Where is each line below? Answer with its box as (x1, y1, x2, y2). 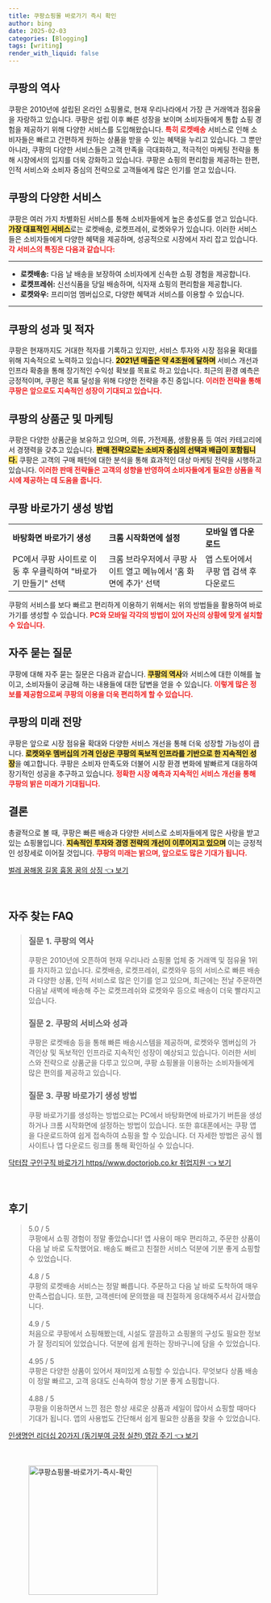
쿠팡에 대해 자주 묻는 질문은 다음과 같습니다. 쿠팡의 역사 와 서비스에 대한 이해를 (8, 669, 253, 679)
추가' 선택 (125, 578, 161, 589)
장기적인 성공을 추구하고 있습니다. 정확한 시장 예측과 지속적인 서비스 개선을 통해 (8, 769, 256, 778)
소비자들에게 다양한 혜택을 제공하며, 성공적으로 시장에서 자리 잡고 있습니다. (23, 234, 258, 243)
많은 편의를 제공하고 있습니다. (27, 1068, 122, 1078)
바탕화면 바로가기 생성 (12, 533, 91, 544)
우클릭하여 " (31, 566, 75, 577)
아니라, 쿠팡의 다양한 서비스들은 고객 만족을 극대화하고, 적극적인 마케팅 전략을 (8, 145, 252, 154)
